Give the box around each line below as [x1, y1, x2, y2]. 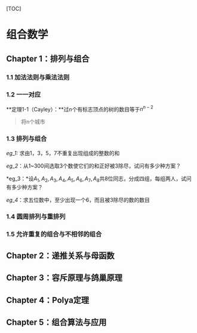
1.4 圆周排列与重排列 [6, 213, 66, 221]
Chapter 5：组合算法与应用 [6, 317, 107, 327]
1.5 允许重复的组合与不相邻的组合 [6, 230, 102, 238]
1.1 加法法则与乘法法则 [6, 73, 70, 81]
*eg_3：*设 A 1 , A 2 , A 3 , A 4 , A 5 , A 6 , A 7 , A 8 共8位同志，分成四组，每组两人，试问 [6, 175, 192, 183]
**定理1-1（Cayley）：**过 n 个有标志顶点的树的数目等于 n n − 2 [6, 104, 153, 113]
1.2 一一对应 [6, 90, 41, 99]
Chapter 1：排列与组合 [6, 53, 90, 63]
